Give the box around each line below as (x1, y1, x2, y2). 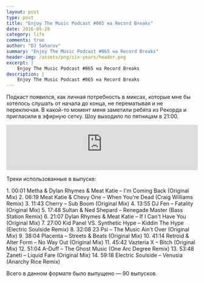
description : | (6, 71, 45, 77)
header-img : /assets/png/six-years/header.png (6, 54, 126, 60)
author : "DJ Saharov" (6, 43, 61, 49)
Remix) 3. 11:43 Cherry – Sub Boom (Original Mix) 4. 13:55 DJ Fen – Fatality (6, 200, 194, 207)
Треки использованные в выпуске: (6, 176, 97, 183)
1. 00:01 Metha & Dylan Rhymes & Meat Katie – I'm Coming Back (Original (6, 187, 189, 194)
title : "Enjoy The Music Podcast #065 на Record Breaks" (6, 20, 154, 26)
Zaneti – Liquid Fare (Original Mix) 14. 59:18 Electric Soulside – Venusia (6, 251, 183, 259)
